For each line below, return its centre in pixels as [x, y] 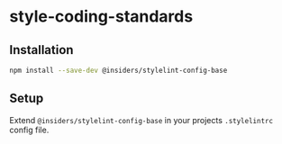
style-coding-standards [101, 17]
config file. [29, 130]
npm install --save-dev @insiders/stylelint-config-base [118, 70]
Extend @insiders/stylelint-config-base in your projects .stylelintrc [141, 120]
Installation [41, 50]
